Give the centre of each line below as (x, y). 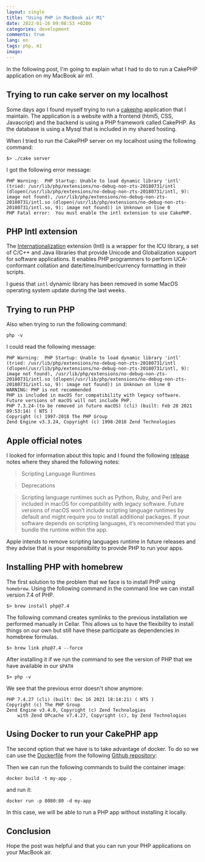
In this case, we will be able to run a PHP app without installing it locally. (97, 812)
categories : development (38, 29)
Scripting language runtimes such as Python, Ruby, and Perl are (101, 497)
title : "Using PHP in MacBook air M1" (56, 18)
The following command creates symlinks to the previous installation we (97, 617)
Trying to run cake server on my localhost (87, 95)
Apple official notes (44, 441)
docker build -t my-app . (39, 778)
